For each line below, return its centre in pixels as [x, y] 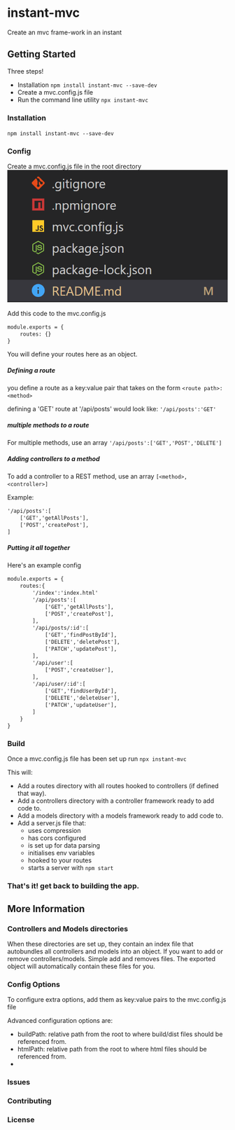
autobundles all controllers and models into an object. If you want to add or [115, 951]
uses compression [55, 831]
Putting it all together [39, 547]
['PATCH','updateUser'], [81, 705]
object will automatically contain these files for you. [81, 966]
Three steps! [26, 71]
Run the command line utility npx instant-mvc [83, 99]
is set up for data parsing [64, 846]
